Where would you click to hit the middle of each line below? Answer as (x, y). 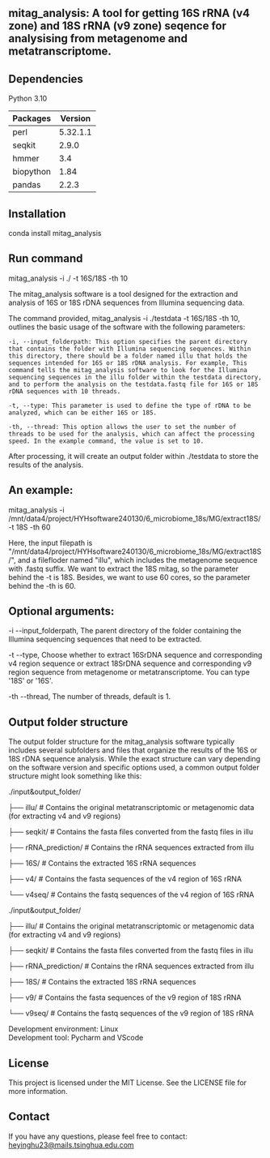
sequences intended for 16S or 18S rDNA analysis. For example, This (128, 363)
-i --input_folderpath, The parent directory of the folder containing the (125, 631)
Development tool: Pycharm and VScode (76, 1038)
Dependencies (46, 79)
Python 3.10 (28, 99)
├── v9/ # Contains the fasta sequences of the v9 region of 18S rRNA (125, 997)
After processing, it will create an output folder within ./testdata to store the (133, 456)
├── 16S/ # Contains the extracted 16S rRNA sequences (102, 864)
